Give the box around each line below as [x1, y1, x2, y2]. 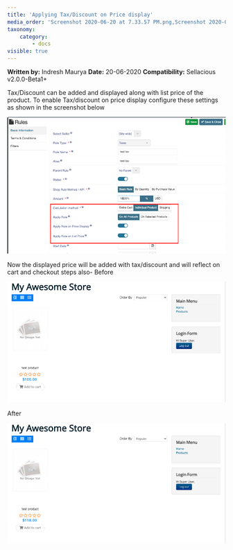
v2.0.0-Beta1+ [7, 75, 47, 83]
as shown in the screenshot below [7, 103, 105, 111]
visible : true [7, 48, 49, 55]
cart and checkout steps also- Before [7, 268, 114, 277]
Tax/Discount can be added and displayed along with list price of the [7, 89, 204, 96]
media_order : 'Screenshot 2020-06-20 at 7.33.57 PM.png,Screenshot [7, 18, 207, 26]
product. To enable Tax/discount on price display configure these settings [7, 96, 218, 104]
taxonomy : [7, 26, 36, 33]
